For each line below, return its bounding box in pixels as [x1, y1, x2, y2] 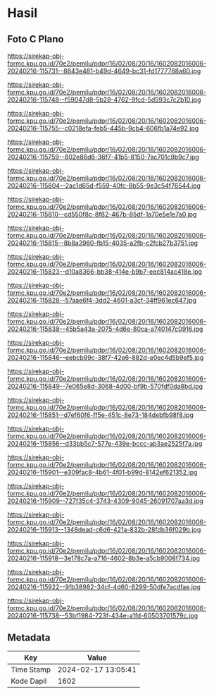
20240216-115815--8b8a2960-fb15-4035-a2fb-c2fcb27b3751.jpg [7, 238, 199, 247]
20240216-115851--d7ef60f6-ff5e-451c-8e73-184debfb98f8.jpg [7, 411, 194, 419]
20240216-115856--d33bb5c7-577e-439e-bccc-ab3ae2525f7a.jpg [7, 440, 203, 447]
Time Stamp [11, 665, 51, 675]
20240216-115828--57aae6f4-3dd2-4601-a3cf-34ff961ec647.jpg [7, 296, 197, 304]
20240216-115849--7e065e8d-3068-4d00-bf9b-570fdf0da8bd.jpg [7, 382, 203, 390]
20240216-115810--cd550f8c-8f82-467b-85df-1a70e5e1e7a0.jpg [7, 210, 197, 218]
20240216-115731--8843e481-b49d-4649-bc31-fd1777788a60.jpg [7, 67, 201, 75]
